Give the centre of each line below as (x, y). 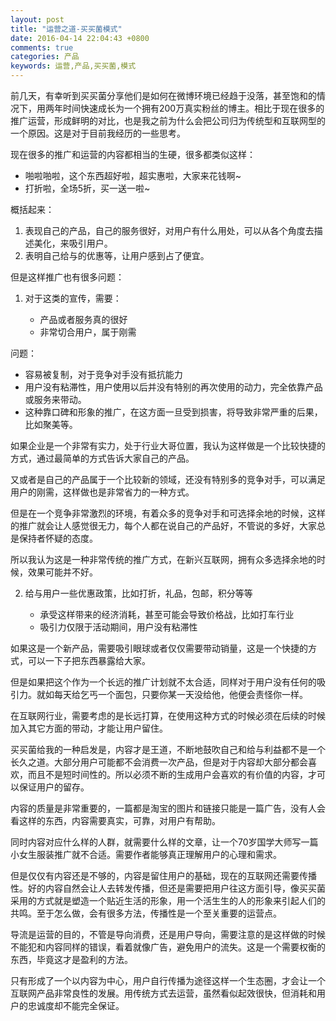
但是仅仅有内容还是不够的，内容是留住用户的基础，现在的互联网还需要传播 (163, 875)
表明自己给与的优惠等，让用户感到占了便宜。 (117, 255)
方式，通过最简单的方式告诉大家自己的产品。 (102, 458)
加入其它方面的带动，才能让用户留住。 (89, 728)
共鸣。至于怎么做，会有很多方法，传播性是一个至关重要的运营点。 (146, 913)
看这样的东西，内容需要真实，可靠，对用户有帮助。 (115, 820)
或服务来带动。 (55, 399)
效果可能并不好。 (62, 572)
